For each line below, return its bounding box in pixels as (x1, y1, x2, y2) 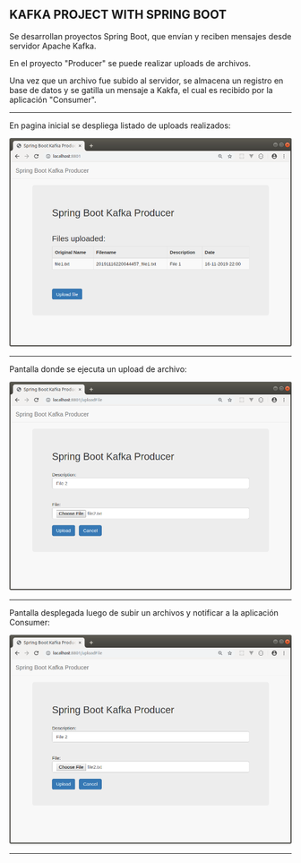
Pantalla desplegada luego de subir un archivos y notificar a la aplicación (9, 608, 279, 618)
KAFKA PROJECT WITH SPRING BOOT (9, 7, 227, 22)
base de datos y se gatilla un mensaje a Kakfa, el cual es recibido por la (9, 84, 273, 95)
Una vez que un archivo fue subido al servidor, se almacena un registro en (9, 75, 284, 86)
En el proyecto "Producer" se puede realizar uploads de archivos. (9, 57, 252, 68)
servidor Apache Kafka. (9, 40, 97, 51)
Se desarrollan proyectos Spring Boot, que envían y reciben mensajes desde (9, 30, 292, 41)
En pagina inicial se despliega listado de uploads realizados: (9, 120, 231, 131)
